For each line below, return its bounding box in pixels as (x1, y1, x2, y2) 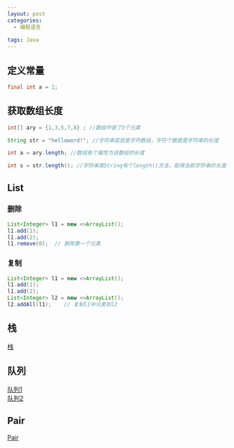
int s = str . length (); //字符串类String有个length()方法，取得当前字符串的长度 (7, 162, 227, 169)
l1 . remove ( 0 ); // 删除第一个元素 (7, 241, 101, 248)
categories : (7, 17, 42, 24)
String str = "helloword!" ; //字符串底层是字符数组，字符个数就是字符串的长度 (7, 137, 219, 144)
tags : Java (7, 37, 39, 44)
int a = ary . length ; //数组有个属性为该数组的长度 (7, 150, 145, 157)
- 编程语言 (13, 23, 41, 30)
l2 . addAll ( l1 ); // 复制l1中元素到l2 (7, 301, 118, 308)
